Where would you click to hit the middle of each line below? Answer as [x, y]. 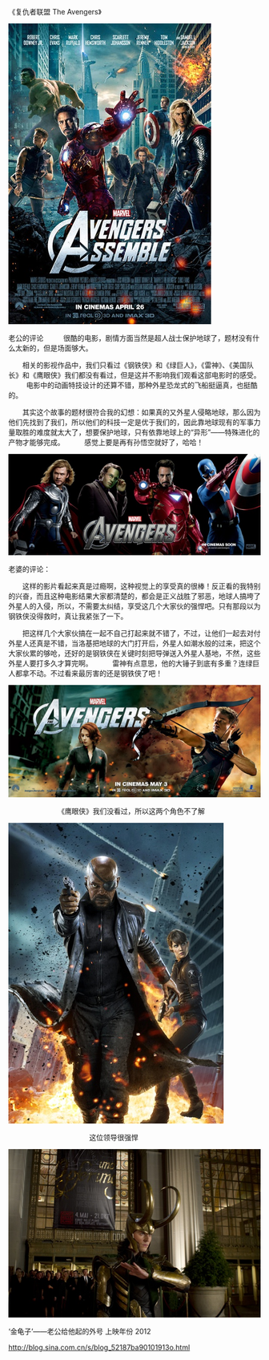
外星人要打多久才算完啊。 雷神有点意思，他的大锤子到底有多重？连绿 [130, 663]
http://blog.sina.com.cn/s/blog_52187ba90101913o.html [99, 1347]
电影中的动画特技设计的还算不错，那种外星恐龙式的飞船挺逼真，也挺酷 [142, 385]
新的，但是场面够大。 [57, 348]
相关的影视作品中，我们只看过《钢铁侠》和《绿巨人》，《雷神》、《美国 [134, 365]
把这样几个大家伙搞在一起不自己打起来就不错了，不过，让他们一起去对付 [141, 633]
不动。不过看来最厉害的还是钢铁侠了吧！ [96, 673]
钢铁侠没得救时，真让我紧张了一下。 [68, 616]
